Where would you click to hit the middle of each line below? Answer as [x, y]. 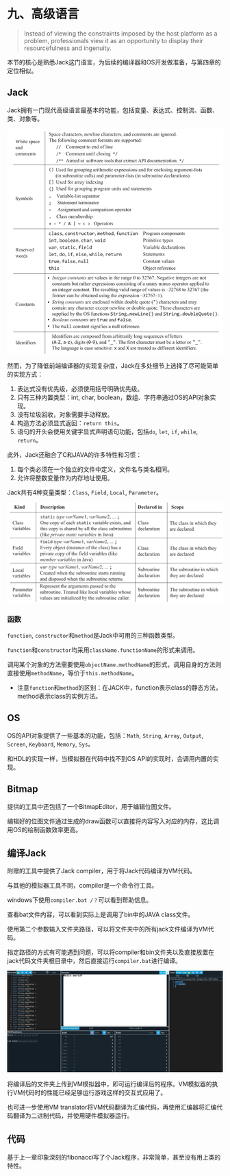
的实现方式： [25, 374]
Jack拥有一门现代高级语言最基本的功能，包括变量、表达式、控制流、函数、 [113, 110]
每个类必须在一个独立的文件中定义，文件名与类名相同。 [95, 469]
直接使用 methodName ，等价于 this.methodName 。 [73, 673]
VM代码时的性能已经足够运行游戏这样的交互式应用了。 [90, 1092]
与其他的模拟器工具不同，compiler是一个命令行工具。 [82, 886]
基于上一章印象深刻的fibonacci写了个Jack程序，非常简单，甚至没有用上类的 [114, 1157]
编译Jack [27, 853]
